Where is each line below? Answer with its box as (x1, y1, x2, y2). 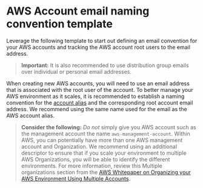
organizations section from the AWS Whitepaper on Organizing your (21, 168, 191, 176)
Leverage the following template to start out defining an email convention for (6, 37, 198, 44)
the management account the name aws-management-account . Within (21, 130, 190, 137)
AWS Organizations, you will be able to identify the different (21, 155, 170, 163)
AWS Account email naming (6, 4, 150, 18)
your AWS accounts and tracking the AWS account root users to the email (6, 44, 191, 51)
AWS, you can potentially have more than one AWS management (21, 136, 183, 143)
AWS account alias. (6, 112, 55, 119)
